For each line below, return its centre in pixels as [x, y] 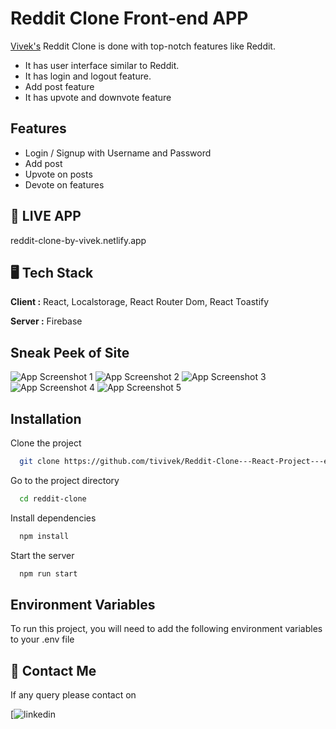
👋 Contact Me [53, 670]
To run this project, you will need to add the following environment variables [166, 629]
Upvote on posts [58, 174]
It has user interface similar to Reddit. [102, 65]
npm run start [48, 573]
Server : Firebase [46, 321]
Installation [46, 418]
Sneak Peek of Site [70, 352]
